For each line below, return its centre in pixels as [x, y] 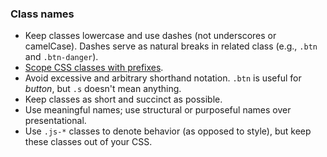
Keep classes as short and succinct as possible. [123, 99]
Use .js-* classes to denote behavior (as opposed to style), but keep [168, 131]
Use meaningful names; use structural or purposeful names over [158, 110]
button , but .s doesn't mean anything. [103, 89]
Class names [42, 14]
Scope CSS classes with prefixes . [94, 68]
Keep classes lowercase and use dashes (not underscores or [150, 36]
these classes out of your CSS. [88, 142]
